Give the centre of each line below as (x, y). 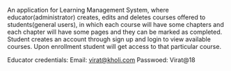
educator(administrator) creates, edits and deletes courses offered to (106, 17)
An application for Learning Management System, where (88, 10)
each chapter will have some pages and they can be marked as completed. (115, 32)
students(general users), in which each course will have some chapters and (115, 24)
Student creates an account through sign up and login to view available (109, 39)
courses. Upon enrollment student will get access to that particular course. (114, 47)
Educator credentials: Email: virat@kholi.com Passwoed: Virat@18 (102, 60)
